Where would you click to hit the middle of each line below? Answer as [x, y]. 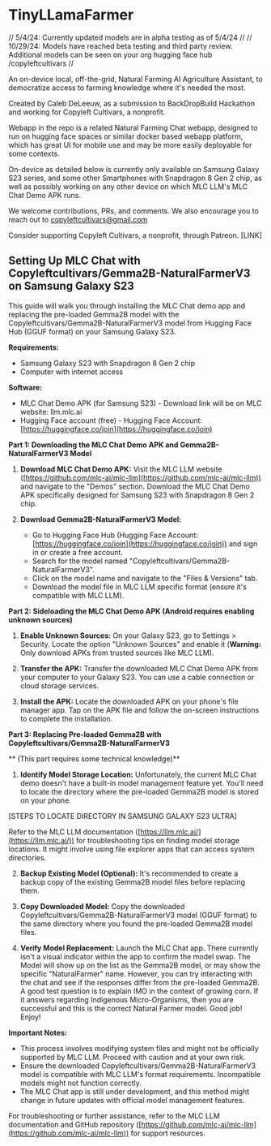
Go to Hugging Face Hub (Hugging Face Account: [115, 535]
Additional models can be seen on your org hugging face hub [110, 54]
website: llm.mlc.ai [51, 411]
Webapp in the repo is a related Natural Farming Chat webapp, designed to [133, 127]
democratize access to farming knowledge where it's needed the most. [127, 88]
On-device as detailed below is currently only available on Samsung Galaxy [134, 169]
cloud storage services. [59, 685]
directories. [28, 857]
